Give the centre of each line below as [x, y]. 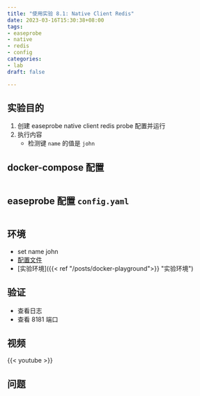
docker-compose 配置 [56, 167]
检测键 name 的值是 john [61, 143]
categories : [24, 59]
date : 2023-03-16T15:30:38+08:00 [56, 20]
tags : [15, 26]
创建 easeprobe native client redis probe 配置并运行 [91, 126]
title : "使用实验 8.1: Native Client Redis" [71, 14]
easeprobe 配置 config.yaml [68, 201]
